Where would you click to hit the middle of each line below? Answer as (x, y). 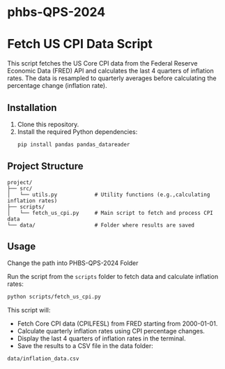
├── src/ (20, 188)
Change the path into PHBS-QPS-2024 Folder (73, 263)
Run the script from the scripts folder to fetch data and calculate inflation (113, 277)
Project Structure (45, 166)
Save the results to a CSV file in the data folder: (85, 346)
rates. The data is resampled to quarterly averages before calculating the (112, 78)
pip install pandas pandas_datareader (73, 144)
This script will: (29, 310)
